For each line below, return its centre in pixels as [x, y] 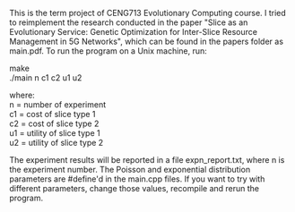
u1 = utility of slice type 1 [55, 133]
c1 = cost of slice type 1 [52, 114]
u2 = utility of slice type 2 [56, 143]
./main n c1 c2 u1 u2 [46, 78]
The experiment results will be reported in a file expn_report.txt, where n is [147, 160]
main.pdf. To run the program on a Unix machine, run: [108, 51]
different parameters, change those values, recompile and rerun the [134, 188]
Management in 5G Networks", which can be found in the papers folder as [147, 41]
